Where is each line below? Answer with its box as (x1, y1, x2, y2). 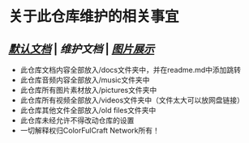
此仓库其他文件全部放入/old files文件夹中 (19, 106, 157, 115)
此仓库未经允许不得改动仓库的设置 (19, 116, 135, 125)
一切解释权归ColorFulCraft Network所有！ (19, 126, 160, 135)
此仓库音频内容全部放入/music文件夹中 (19, 75, 150, 85)
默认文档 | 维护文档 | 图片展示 (8, 42, 155, 56)
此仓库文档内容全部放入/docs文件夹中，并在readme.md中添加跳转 (19, 65, 242, 74)
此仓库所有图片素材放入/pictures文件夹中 (19, 86, 157, 95)
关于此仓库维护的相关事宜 (8, 7, 180, 26)
